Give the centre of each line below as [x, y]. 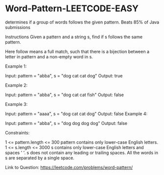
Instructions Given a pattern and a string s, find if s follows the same [74, 37]
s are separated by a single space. [40, 158]
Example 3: [16, 104]
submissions [18, 27]
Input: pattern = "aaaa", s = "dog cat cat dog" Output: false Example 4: [76, 114]
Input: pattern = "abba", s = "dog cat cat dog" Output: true [64, 75]
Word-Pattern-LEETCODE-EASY [72, 9]
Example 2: [16, 85]
